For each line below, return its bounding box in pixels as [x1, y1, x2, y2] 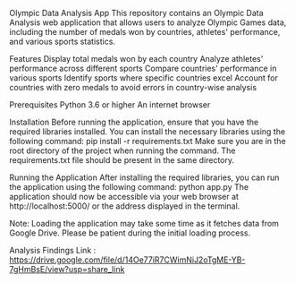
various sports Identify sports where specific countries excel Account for [9, 73, 279, 83]
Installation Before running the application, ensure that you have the [9, 116, 259, 127]
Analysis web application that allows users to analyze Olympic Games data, [9, 17, 287, 28]
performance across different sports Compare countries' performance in [9, 63, 277, 73]
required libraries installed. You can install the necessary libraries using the [9, 126, 286, 137]
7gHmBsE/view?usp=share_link [9, 264, 125, 274]
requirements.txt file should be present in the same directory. [9, 155, 235, 165]
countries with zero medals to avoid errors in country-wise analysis [9, 82, 257, 92]
